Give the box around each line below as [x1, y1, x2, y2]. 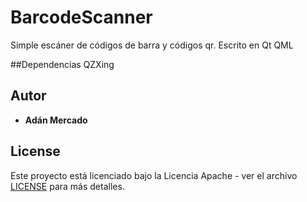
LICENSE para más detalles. [10, 180, 125, 192]
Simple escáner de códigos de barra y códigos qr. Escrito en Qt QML [10, 39, 294, 51]
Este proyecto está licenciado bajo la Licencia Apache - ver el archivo [10, 169, 298, 181]
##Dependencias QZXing [10, 58, 115, 70]
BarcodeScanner [10, 6, 153, 29]
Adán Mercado [24, 114, 88, 126]
